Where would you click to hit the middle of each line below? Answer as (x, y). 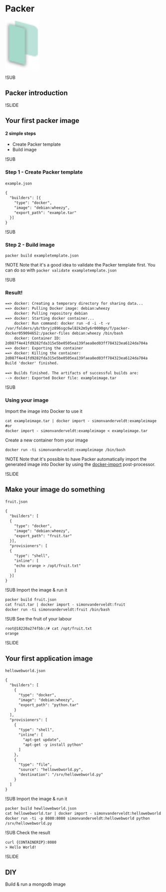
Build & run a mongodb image (36, 884)
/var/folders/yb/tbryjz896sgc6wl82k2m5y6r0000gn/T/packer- (68, 329)
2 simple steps (21, 133)
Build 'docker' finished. (32, 363)
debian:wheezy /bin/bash (97, 334)
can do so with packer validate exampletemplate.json (61, 270)
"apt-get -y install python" (53, 745)
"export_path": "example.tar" (45, 213)
